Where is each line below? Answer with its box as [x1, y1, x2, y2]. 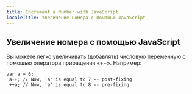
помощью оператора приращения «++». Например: [6, 59, 142, 67]
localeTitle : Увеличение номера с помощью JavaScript [6, 15, 146, 21]
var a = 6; [6, 71, 34, 78]
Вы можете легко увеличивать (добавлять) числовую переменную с [6, 53, 186, 61]
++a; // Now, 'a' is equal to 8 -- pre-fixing [9, 82, 130, 88]
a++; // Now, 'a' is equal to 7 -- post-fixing [9, 76, 132, 82]
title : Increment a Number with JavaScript [6, 8, 119, 15]
